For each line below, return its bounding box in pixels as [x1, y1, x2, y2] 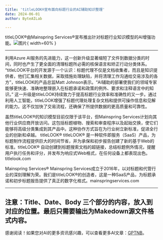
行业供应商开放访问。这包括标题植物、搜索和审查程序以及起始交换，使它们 [9, 120, 158, 126]
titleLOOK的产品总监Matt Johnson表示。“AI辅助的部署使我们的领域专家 [15, 80, 157, 85]
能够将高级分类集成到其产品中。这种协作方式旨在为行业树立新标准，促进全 [5, 126, 154, 132]
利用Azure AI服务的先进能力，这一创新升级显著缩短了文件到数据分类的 [5, 55, 146, 61]
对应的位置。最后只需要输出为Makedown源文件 [5, 207, 148, 215]
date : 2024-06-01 [5, 12, 40, 16]
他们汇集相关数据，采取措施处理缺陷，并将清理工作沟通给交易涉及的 [17, 73, 154, 79]
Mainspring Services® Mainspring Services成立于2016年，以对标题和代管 [5, 166, 152, 172]
